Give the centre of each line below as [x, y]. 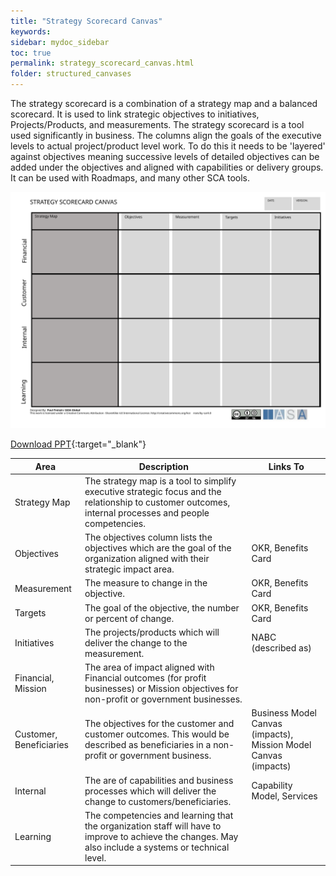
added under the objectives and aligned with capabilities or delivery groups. [167, 167]
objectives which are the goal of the [158, 548]
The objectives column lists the [148, 537]
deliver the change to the [136, 642]
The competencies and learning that [159, 815]
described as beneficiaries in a [148, 745]
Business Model [284, 713]
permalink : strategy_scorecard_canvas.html [102, 63]
